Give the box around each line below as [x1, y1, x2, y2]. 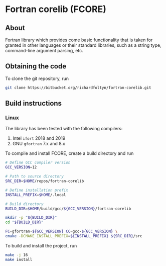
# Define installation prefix [5, 188, 69, 193]
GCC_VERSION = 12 [5, 165, 37, 170]
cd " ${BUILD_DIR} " [5, 220, 44, 225]
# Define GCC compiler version [5, 160, 71, 165]
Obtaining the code [5, 62, 67, 71]
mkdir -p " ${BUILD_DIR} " [5, 215, 57, 220]
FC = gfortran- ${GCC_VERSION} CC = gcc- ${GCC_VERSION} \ [5, 229, 118, 234]
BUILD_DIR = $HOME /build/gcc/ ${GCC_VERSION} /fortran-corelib [5, 206, 131, 211]
